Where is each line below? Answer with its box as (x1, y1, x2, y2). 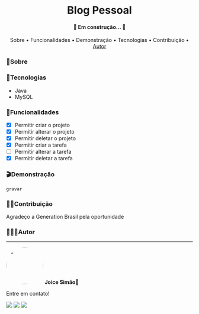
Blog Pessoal (67, 4, 132, 17)
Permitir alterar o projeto (14, 128, 75, 135)
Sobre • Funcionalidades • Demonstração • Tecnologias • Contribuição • (9, 37, 190, 44)
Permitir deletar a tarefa (14, 155, 73, 162)
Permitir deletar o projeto (14, 135, 76, 142)
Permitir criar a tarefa (14, 141, 67, 148)
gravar (6, 186, 23, 192)
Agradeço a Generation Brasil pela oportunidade (6, 213, 124, 220)
